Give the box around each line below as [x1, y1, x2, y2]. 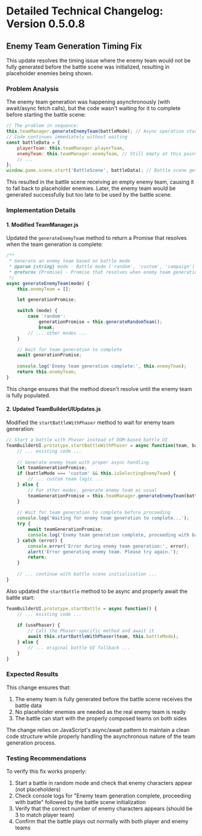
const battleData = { [6, 140, 61, 146]
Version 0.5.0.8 [6, 17, 85, 31]
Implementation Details [6, 206, 76, 215]
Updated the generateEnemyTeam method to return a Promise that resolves [6, 235, 188, 242]
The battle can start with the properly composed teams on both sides [14, 715, 187, 722]
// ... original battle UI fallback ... [28, 645, 130, 651]
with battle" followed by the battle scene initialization [14, 799, 146, 806]
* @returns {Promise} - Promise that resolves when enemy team [8, 269, 171, 275]
